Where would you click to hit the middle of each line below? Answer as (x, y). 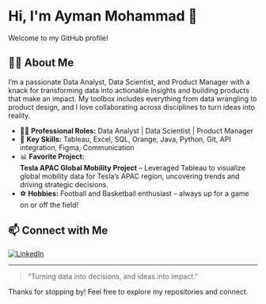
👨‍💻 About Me (41, 63)
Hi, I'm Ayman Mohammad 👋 (103, 16)
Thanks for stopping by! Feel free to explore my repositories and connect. (128, 291)
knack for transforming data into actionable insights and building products (129, 90)
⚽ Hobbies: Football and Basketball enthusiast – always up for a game (134, 193)
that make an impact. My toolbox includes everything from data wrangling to (133, 99)
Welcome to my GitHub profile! (58, 38)
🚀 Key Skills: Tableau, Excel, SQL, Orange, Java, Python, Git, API (125, 139)
